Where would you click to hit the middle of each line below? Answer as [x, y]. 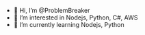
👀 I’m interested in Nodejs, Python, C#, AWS [76, 17]
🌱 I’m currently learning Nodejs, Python [69, 25]
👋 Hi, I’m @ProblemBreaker [52, 10]
